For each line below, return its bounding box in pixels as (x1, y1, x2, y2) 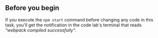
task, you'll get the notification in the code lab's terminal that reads (5, 22, 142, 28)
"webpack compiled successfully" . (5, 27, 77, 33)
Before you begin (5, 4, 60, 12)
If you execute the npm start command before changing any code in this (5, 17, 154, 22)
